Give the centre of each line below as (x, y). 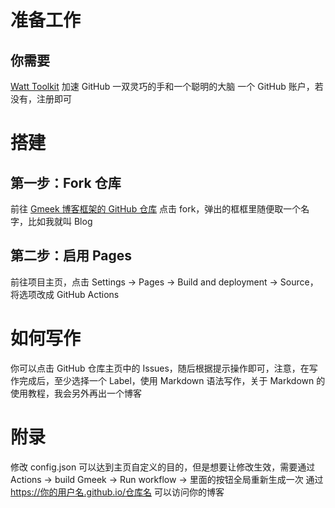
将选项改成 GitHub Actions (65, 294)
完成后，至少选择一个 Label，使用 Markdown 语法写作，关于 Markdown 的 (172, 380)
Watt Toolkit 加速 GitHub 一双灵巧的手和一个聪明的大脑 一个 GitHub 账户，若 (167, 86)
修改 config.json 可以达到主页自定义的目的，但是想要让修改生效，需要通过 (163, 467)
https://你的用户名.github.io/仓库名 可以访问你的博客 (117, 492)
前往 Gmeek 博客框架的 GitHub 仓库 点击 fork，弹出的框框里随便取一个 (156, 209)
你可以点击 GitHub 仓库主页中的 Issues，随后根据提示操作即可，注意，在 (160, 368)
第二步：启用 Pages (71, 256)
